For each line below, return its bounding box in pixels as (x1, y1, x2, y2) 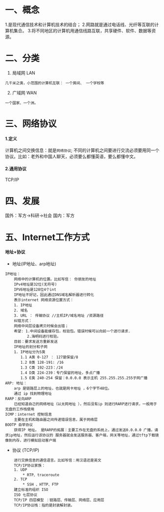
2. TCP (14, 477, 27, 482)
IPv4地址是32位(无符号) (14, 282, 57, 287)
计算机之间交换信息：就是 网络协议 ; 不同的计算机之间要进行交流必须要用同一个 (5, 147, 160, 153)
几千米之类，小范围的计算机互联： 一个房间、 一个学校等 (5, 80, 104, 86)
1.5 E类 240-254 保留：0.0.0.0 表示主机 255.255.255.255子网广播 (20, 375, 148, 380)
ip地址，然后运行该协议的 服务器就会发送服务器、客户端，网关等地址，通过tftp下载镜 (8, 433, 159, 438)
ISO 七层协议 (14, 492, 38, 497)
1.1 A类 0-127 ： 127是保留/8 (20, 354, 78, 360)
